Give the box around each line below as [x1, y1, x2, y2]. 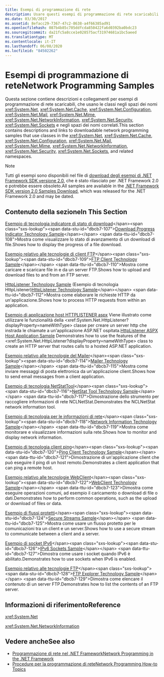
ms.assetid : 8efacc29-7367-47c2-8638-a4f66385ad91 [5, 21, 111, 26]
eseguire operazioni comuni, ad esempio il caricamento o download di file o [5, 490, 158, 496]
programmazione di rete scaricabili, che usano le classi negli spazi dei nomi [5, 101, 158, 107]
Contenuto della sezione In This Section [5, 207, 127, 216]
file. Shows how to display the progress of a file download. [5, 242, 122, 248]
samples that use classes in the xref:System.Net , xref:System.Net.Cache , [5, 133, 153, 139]
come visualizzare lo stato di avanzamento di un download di [32, 236, 155, 242]
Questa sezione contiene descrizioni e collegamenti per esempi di [5, 96, 138, 102]
